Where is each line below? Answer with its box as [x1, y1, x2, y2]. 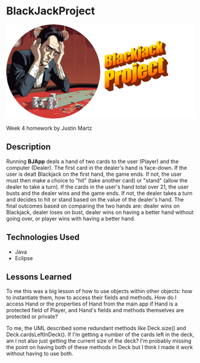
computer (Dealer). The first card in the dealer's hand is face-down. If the [6, 164, 187, 171]
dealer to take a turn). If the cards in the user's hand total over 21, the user [6, 183, 189, 190]
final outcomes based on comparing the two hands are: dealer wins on [6, 202, 180, 209]
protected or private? [6, 313, 59, 321]
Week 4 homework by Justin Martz [6, 124, 93, 132]
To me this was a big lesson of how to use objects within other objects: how [6, 288, 193, 295]
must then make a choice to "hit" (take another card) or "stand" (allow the [6, 176, 188, 184]
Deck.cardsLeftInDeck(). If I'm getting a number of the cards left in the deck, [6, 331, 195, 338]
